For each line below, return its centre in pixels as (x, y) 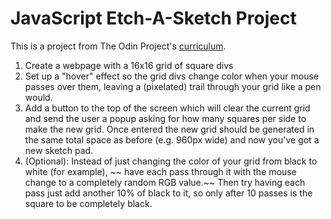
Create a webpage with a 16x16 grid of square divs (129, 65)
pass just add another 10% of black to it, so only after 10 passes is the (168, 193)
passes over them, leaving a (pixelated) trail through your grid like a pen (173, 86)
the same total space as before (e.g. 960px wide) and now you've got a (172, 139)
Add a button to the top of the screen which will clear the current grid (167, 108)
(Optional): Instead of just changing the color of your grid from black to (171, 161)
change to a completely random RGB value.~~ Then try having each (165, 182)
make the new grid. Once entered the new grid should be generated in (169, 129)
